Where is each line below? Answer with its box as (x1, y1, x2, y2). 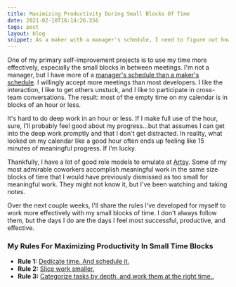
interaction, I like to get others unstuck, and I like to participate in (7, 86, 195, 94)
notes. (7, 188, 26, 196)
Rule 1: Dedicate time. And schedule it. (17, 257, 130, 266)
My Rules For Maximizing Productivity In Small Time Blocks (7, 241, 214, 251)
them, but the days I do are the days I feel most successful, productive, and (7, 216, 226, 225)
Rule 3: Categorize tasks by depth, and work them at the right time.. (17, 272, 214, 281)
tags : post (7, 23, 39, 30)
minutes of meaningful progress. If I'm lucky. (7, 144, 137, 153)
